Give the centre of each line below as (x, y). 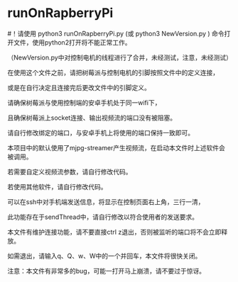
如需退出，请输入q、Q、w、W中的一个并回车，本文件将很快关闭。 (104, 256)
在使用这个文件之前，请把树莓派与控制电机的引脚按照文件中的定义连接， (113, 72)
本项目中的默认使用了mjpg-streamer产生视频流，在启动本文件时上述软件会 (117, 147)
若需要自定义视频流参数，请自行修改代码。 (70, 171)
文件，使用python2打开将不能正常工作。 (72, 42)
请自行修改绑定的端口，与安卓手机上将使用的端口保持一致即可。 (101, 132)
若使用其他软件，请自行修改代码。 (57, 186)
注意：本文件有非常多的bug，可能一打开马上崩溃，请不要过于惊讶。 (107, 271)
